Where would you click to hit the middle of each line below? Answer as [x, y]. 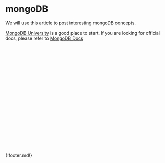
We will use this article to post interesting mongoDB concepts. [71, 23]
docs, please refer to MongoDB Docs [44, 38]
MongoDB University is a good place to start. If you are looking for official [82, 33]
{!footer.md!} [19, 155]
